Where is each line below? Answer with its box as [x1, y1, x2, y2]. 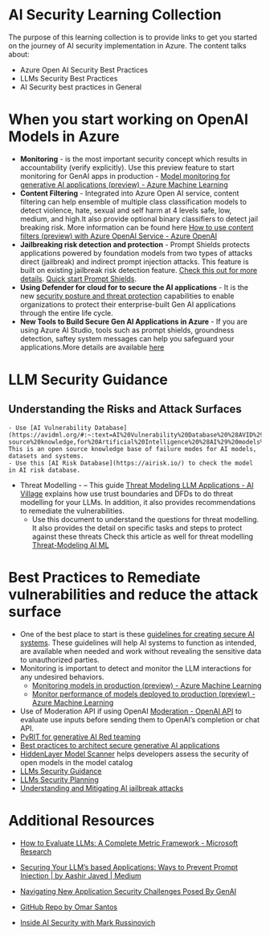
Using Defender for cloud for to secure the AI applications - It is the [19, 282, 249, 292]
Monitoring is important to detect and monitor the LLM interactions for [19, 663, 252, 673]
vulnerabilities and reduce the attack [8, 585, 259, 604]
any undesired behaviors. [19, 672, 104, 681]
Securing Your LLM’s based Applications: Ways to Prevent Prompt [19, 862, 239, 871]
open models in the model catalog [19, 757, 133, 767]
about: [8, 49, 30, 59]
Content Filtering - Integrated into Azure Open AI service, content [19, 188, 239, 198]
